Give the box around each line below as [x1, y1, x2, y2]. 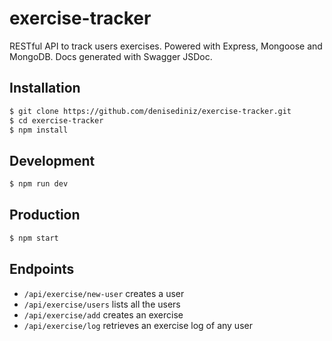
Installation [9, 80, 81, 97]
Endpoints [9, 261, 75, 278]
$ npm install [9, 125, 69, 135]
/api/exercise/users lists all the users [23, 298, 181, 310]
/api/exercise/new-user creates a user [23, 287, 185, 299]
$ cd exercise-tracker [9, 115, 104, 126]
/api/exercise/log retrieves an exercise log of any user [23, 319, 253, 331]
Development [9, 152, 96, 169]
